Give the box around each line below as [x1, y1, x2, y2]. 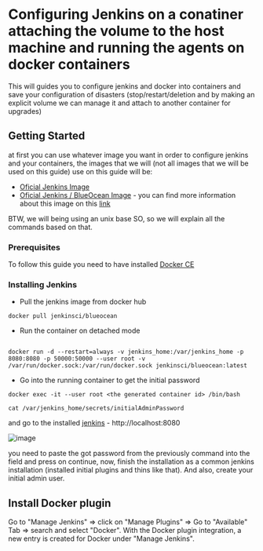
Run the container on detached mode [19, 326, 141, 335]
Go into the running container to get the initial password [19, 375, 200, 385]
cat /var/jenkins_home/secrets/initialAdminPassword [8, 404, 184, 413]
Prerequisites [8, 242, 60, 253]
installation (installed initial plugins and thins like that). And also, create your [8, 465, 254, 475]
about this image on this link [19, 199, 111, 208]
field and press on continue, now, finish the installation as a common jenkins [8, 457, 255, 466]
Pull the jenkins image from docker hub [19, 297, 147, 307]
